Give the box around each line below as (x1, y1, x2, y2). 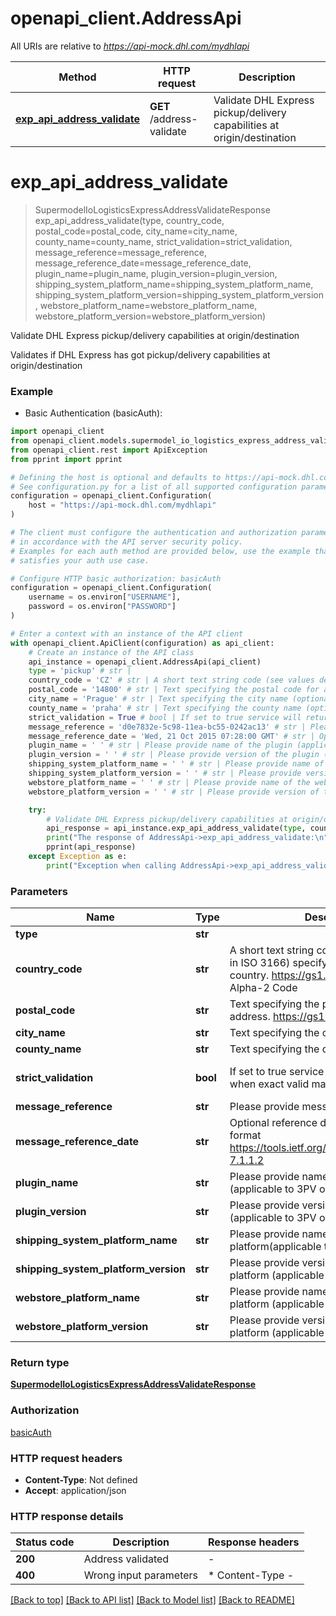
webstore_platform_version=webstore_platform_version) (34, 310, 267, 322)
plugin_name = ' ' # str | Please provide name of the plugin (28, 740, 293, 751)
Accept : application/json (24, 1484, 127, 1496)
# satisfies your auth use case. (10, 555, 150, 566)
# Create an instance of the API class (28, 647, 195, 657)
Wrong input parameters (83, 1568, 199, 1582)
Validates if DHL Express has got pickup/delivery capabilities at (10, 348, 271, 361)
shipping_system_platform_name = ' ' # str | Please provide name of (28, 759, 325, 769)
